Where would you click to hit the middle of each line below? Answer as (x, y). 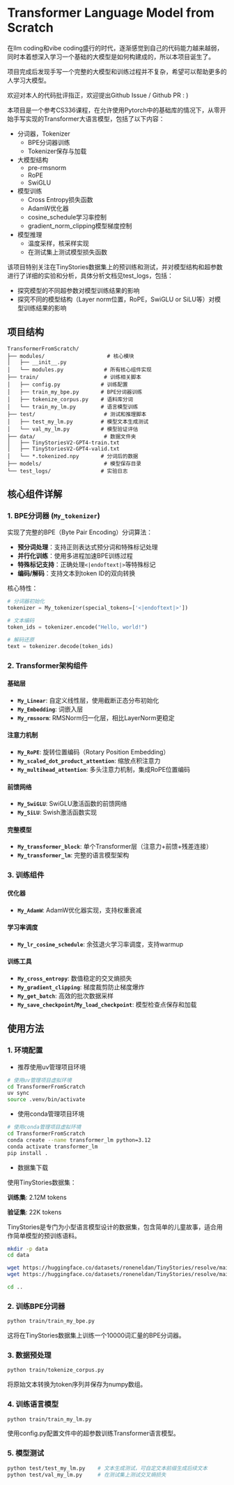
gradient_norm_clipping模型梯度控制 (80, 226)
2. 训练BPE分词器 (36, 1306)
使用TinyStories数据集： (42, 1182)
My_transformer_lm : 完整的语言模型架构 (73, 855)
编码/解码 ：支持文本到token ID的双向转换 (76, 573)
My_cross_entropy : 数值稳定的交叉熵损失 (75, 978)
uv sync (18, 1093)
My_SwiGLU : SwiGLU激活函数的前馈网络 (72, 804)
